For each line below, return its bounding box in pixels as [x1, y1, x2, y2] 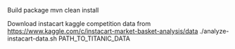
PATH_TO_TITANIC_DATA [58, 34, 130, 43]
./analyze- [199, 27, 229, 35]
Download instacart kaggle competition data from [7, 20, 151, 27]
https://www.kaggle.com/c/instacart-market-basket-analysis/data [7, 27, 198, 35]
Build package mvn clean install [7, 6, 99, 14]
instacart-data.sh [7, 34, 58, 43]
